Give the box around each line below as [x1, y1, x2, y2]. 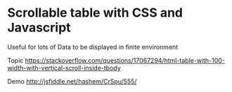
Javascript [7, 20, 72, 36]
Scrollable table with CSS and [7, 5, 183, 21]
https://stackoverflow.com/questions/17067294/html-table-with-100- [25, 56, 225, 64]
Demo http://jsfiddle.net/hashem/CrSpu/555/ [7, 77, 137, 85]
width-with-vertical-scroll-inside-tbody [7, 63, 121, 72]
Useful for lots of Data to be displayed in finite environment [7, 43, 179, 51]
